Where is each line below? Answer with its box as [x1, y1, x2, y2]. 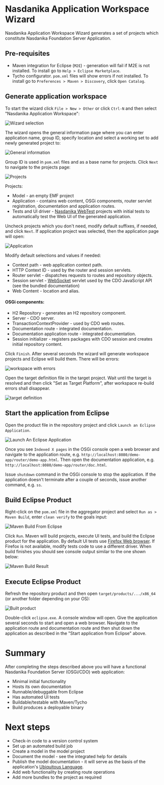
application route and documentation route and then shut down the [5, 625, 141, 631]
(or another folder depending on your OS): [5, 596, 91, 602]
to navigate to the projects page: [5, 164, 71, 170]
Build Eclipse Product [5, 496, 72, 504]
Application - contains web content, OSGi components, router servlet [12, 197, 152, 204]
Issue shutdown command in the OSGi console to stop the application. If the [5, 471, 156, 477]
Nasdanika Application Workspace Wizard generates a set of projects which [5, 30, 159, 36]
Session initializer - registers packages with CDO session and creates [12, 336, 153, 342]
